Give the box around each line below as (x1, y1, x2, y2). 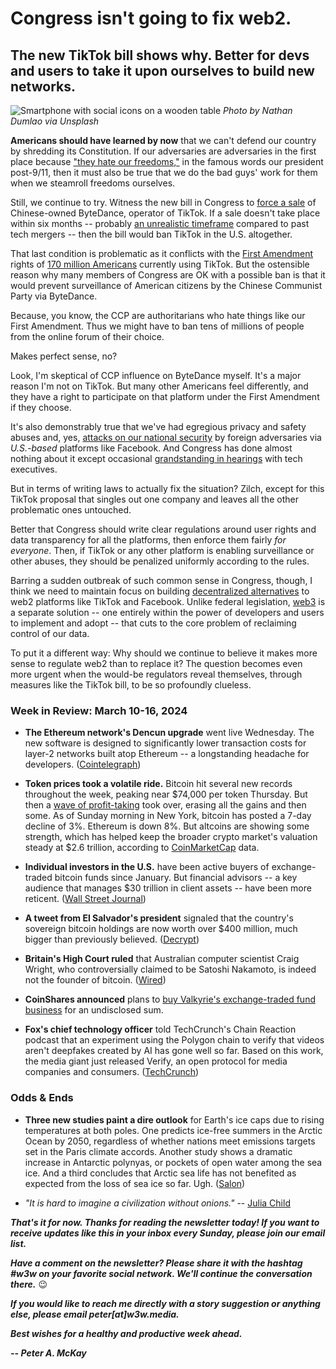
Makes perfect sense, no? (10, 350, 118, 362)
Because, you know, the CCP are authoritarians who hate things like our (10, 310, 306, 321)
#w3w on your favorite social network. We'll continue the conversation (10, 1267, 313, 1279)
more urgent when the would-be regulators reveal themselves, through (10, 668, 303, 680)
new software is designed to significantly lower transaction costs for (24, 737, 307, 749)
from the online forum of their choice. (10, 331, 165, 342)
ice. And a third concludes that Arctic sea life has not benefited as (24, 1167, 297, 1179)
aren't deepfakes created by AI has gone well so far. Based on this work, (24, 1045, 324, 1057)
